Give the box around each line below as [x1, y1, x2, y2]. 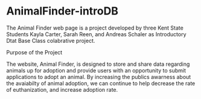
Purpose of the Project [6, 48, 63, 56]
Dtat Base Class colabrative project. [6, 37, 95, 44]
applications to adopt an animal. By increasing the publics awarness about [6, 73, 191, 80]
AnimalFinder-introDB [6, 4, 119, 18]
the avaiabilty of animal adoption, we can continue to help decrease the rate [6, 80, 196, 87]
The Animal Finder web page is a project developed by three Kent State [6, 24, 184, 31]
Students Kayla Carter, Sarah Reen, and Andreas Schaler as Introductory [6, 30, 187, 37]
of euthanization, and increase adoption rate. [6, 86, 118, 93]
